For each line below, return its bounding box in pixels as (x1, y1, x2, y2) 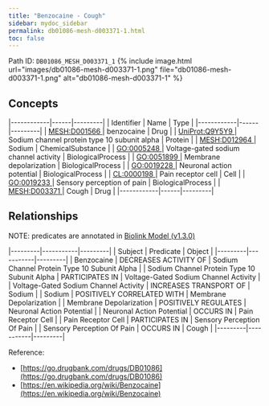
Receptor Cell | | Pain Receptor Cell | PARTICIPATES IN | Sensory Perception (8, 314, 260, 324)
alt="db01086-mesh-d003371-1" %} (63, 73, 183, 83)
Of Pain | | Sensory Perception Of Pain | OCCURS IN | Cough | (8, 323, 213, 333)
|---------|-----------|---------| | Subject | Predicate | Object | (8, 246, 214, 256)
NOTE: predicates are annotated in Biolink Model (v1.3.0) (8, 231, 195, 240)
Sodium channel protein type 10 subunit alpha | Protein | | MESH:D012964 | (8, 135, 257, 145)
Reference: (8, 347, 45, 357)
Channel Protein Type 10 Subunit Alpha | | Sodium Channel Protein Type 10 (8, 263, 255, 273)
